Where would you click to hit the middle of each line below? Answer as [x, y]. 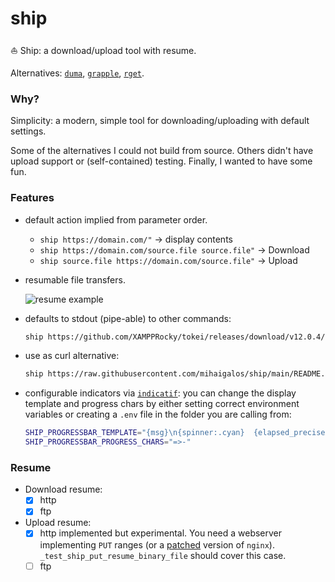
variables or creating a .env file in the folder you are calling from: [158, 414]
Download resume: [63, 489]
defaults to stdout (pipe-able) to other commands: [128, 318]
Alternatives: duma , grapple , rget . [77, 73]
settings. [28, 131]
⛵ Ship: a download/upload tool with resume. [103, 50]
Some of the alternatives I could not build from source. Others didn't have [162, 151]
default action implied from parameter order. [116, 219]
